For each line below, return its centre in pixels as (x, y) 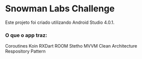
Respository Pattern (25, 51)
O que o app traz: (26, 35)
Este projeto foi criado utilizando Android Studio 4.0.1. (60, 22)
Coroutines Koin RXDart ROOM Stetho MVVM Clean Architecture (71, 46)
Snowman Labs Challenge (60, 9)
